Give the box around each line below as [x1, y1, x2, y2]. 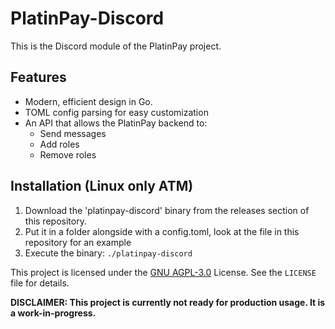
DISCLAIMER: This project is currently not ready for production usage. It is [10, 296, 326, 308]
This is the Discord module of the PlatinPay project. [10, 40, 222, 52]
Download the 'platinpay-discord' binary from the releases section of [24, 204, 310, 216]
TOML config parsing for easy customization [24, 106, 209, 118]
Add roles [39, 138, 80, 150]
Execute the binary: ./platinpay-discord [24, 247, 193, 259]
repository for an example [24, 236, 132, 248]
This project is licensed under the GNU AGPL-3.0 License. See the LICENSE [10, 266, 317, 278]
